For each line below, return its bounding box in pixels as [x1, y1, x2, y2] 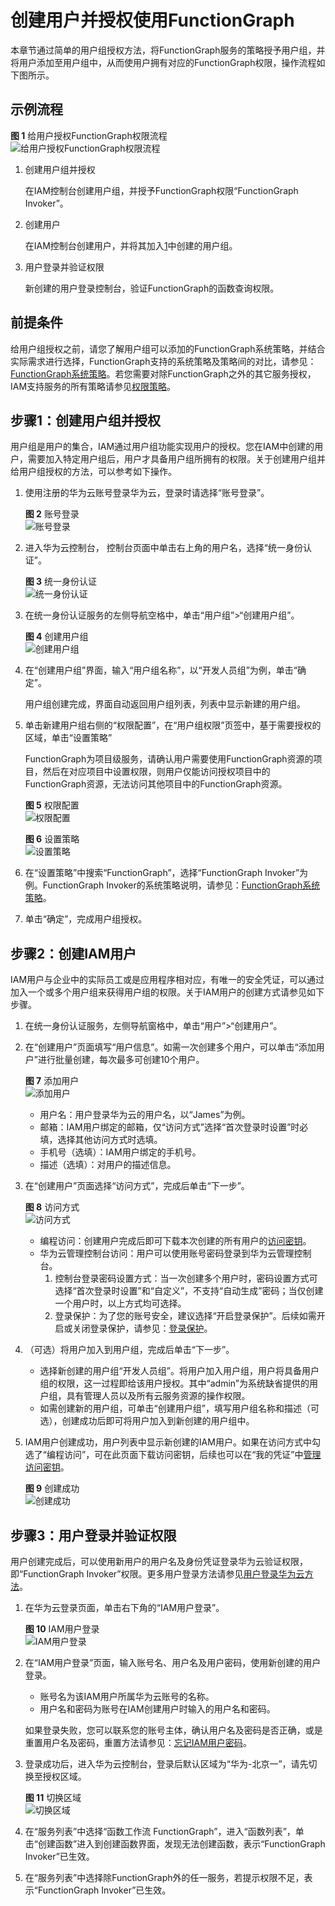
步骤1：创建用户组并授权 [10, 412, 162, 429]
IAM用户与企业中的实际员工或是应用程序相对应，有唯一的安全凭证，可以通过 [10, 974, 325, 986]
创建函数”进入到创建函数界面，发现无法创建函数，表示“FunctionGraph [37, 1838, 326, 1850]
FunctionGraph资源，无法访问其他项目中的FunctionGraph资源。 [24, 778, 288, 790]
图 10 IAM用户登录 [24, 1623, 100, 1635]
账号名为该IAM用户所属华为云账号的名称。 [39, 1691, 215, 1702]
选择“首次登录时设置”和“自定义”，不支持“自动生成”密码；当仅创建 [54, 1285, 324, 1297]
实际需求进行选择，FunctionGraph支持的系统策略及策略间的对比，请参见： [10, 355, 317, 367]
